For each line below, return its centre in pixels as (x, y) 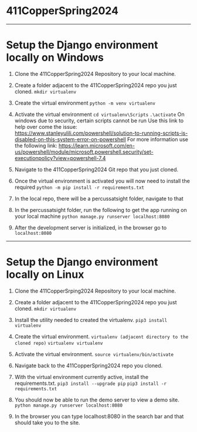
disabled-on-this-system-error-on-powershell (70, 139)
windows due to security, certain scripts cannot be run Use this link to (99, 120)
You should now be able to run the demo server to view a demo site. (97, 400)
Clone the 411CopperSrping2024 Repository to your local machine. (95, 291)
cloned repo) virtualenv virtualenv (59, 343)
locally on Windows (55, 58)
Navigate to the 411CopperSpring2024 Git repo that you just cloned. (96, 170)
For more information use (158, 139)
